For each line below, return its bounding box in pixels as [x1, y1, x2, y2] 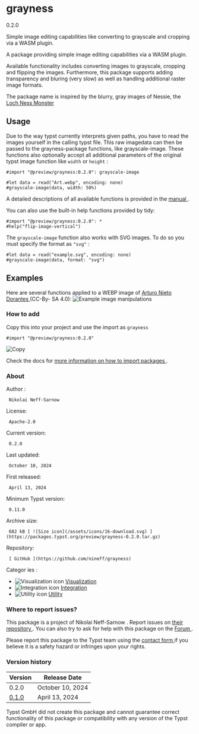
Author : [6, 386, 26, 393]
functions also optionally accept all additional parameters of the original [6, 151, 182, 158]
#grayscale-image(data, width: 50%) [6, 185, 97, 190]
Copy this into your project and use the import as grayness [6, 323, 149, 330]
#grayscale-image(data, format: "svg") [6, 257, 105, 263]
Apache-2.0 [8, 419, 36, 425]
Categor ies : [6, 566, 37, 573]
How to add [6, 310, 40, 318]
